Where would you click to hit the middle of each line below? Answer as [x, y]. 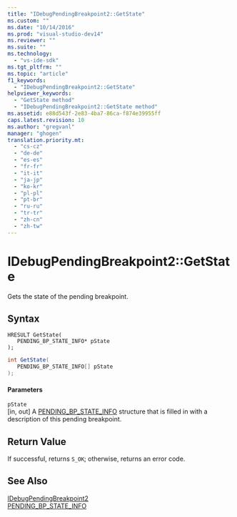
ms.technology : [30, 54]
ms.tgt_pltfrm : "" [35, 67]
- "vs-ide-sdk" [36, 61]
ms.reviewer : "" [31, 41]
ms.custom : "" [29, 21]
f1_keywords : [27, 80]
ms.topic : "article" [38, 73]
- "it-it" [28, 173]
